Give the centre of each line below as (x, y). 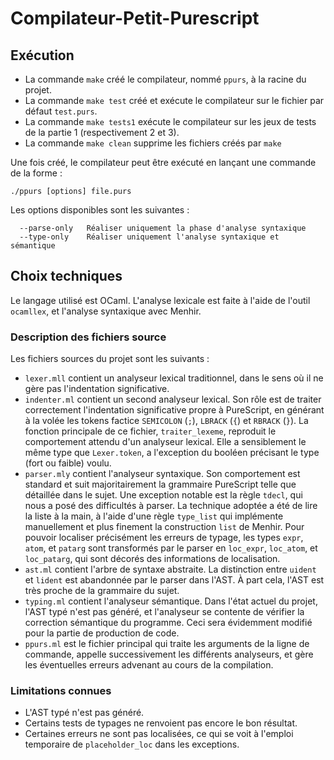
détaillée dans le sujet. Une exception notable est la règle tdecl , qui (163, 495)
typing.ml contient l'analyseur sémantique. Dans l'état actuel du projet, (171, 601)
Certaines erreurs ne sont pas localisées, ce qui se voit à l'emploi (159, 734)
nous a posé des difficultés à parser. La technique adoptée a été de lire (171, 506)
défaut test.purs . (61, 111)
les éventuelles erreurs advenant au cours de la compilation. (149, 665)
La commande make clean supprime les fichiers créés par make (153, 143)
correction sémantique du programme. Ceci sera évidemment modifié (168, 623)
